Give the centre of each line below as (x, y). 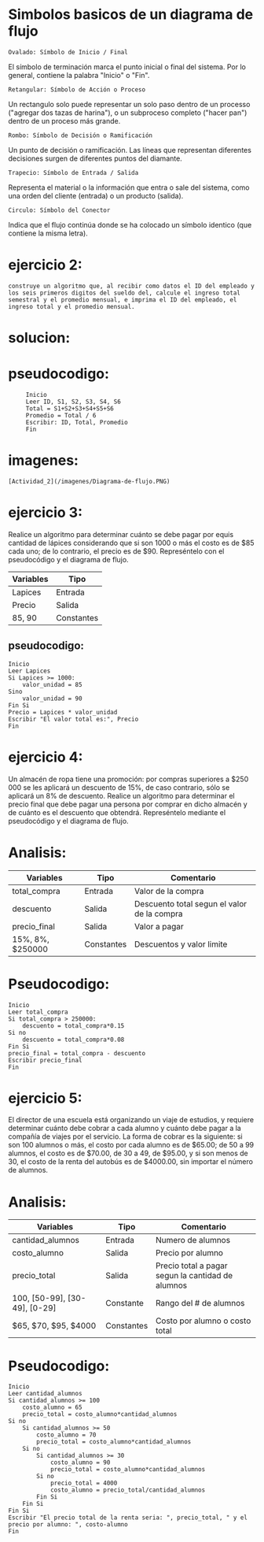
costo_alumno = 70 (66, 1435)
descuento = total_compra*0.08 (73, 1040)
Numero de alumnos (193, 1240)
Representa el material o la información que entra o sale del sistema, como (129, 187)
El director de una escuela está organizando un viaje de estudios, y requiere (131, 1120)
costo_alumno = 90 (80, 1462)
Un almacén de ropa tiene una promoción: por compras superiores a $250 (128, 779)
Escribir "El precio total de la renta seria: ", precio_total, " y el (128, 1518)
